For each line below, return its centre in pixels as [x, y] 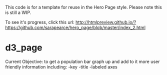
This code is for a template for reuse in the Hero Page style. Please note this [84, 7]
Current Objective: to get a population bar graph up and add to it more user [82, 61]
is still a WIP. [18, 12]
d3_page [24, 48]
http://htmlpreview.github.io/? [106, 22]
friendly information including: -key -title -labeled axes [61, 66]
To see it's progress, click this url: [40, 22]
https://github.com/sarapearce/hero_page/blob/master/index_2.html [75, 27]
